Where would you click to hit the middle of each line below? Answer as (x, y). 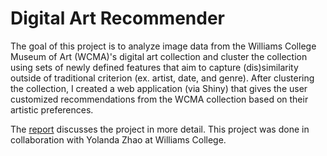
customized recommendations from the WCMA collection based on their (159, 99)
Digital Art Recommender (118, 18)
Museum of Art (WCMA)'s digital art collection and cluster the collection (159, 56)
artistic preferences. (52, 109)
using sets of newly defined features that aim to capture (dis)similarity (154, 67)
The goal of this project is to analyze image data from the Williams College (163, 46)
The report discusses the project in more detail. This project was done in (160, 129)
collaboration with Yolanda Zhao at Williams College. (118, 139)
